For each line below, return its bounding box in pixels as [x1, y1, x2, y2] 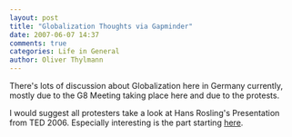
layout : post [9, 13, 59, 23]
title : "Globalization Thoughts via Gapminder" [9, 22, 194, 31]
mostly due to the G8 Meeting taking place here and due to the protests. [9, 90, 280, 101]
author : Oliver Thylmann [9, 55, 104, 64]
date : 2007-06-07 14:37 [9, 30, 100, 39]
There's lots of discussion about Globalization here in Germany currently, [9, 81, 284, 91]
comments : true [9, 38, 67, 48]
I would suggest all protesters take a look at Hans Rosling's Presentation [9, 108, 280, 118]
